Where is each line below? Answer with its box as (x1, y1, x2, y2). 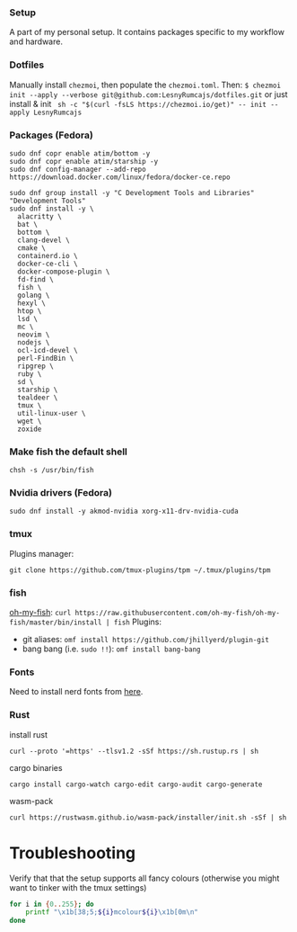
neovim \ (17, 330, 50, 339)
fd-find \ (17, 274, 54, 284)
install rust (9, 729, 48, 739)
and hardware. (9, 36, 63, 47)
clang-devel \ (17, 236, 70, 245)
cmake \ (17, 243, 47, 253)
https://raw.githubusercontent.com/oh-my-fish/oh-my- (74, 609, 281, 618)
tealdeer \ (17, 393, 58, 402)
